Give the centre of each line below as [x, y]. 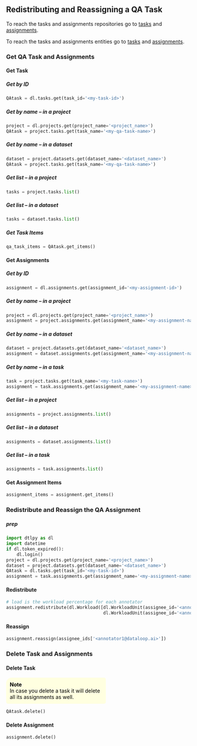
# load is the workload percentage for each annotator [74, 602]
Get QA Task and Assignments [50, 56]
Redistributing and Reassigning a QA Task [84, 10]
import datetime [26, 544]
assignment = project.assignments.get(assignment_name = [76, 321]
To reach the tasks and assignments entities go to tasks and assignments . [95, 41]
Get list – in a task [28, 455]
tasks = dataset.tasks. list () [43, 219]
